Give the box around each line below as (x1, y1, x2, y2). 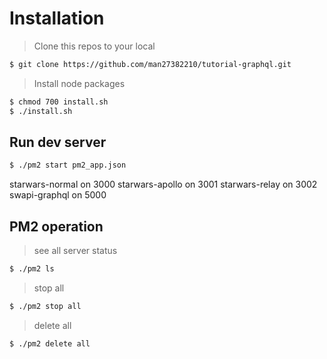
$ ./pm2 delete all (9, 338, 91, 349)
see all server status (33, 245, 118, 257)
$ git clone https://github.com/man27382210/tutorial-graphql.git (9, 59, 292, 69)
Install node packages (33, 77, 126, 89)
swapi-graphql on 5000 (9, 189, 107, 201)
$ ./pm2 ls (9, 264, 55, 274)
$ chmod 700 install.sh (9, 97, 109, 107)
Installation (9, 7, 105, 30)
